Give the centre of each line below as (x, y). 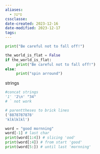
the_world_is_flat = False (33, 55)
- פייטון (16, 14)
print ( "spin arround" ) (39, 74)
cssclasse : (16, 19)
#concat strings (22, 92)
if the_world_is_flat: (28, 60)
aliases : (14, 10)
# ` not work (18, 102)
